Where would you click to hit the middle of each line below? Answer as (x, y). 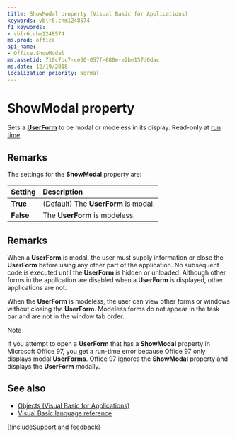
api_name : (22, 47)
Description (63, 192)
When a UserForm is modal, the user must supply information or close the (116, 258)
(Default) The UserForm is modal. (98, 204)
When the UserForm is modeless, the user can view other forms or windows (118, 301)
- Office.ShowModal (36, 54)
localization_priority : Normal (53, 73)
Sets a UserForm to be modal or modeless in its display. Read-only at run (114, 127)
